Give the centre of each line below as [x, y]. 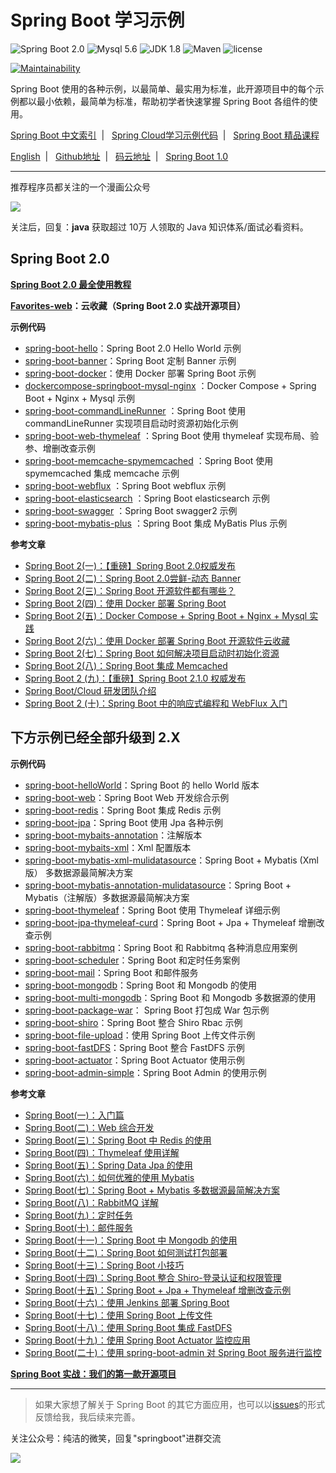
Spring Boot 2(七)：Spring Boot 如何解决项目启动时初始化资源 [152, 653]
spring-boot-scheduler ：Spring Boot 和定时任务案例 [132, 960]
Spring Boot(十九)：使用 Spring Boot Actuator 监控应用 [137, 1340]
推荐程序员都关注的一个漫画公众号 [80, 187]
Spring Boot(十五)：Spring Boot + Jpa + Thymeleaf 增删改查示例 [158, 1290]
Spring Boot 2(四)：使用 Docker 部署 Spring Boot [125, 603]
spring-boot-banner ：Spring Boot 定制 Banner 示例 [130, 360]
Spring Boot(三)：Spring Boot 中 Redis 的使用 [118, 1140]
